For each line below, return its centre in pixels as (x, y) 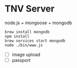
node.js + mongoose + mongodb (38, 23)
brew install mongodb (27, 32)
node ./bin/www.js (24, 45)
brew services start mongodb (35, 41)
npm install (17, 36)
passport (21, 60)
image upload (26, 54)
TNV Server (29, 9)
